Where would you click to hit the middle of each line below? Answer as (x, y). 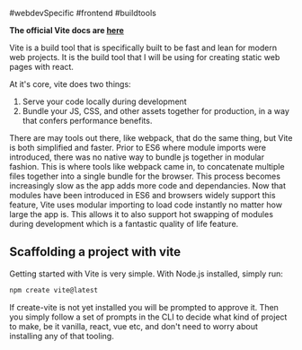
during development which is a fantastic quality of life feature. (124, 224)
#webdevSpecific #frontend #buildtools (83, 13)
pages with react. (42, 67)
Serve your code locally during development (104, 101)
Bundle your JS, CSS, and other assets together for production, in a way (156, 111)
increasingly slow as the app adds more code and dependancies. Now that (147, 186)
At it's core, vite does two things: (71, 84)
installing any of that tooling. (62, 336)
